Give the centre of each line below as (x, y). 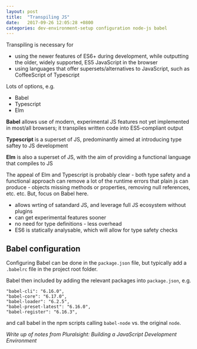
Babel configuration (43, 248)
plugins (24, 211)
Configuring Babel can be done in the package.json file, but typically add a (96, 263)
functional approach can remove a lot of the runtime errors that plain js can (97, 181)
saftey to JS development (37, 146)
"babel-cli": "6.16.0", (35, 292)
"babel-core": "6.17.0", (37, 297)
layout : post (22, 11)
